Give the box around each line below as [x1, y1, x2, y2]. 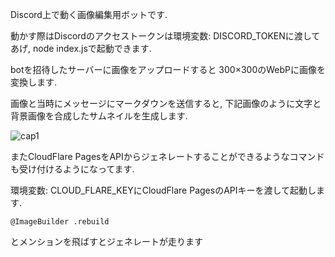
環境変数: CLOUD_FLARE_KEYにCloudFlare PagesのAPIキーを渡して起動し [10, 184, 317, 196]
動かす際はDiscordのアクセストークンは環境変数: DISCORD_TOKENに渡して [10, 30, 321, 42]
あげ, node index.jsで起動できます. [10, 43, 152, 54]
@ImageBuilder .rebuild [10, 217, 110, 227]
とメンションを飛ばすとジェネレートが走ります [10, 236, 203, 247]
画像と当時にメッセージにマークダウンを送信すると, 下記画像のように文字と [10, 98, 322, 109]
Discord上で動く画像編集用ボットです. [10, 9, 168, 20]
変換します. [10, 76, 58, 88]
